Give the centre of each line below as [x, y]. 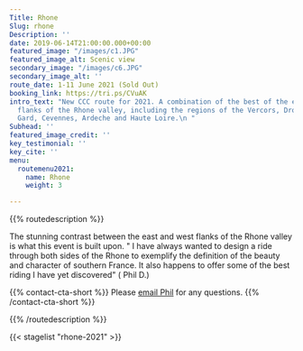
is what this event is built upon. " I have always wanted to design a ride [141, 246]
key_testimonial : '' [48, 143]
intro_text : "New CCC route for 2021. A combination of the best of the [149, 102]
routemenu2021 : [46, 169]
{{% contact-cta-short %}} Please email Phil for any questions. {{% [134, 292]
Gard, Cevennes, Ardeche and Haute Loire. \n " [106, 118]
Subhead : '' [32, 127]
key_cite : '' [34, 152]
